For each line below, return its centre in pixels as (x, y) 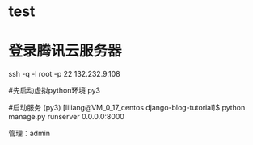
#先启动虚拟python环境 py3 (55, 90)
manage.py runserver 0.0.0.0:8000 (67, 117)
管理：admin (30, 133)
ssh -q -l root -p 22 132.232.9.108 (64, 74)
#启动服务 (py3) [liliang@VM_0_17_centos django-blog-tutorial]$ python (127, 108)
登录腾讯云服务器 (65, 51)
